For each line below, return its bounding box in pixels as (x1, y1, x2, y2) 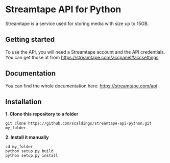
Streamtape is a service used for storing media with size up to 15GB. (5, 20, 149, 27)
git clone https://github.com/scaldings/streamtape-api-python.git (5, 121, 152, 126)
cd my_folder (5, 144, 33, 149)
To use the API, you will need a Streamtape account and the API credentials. (5, 49, 165, 55)
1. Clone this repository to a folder (5, 111, 79, 117)
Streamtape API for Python (5, 4, 122, 15)
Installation (5, 97, 42, 106)
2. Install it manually (5, 134, 49, 141)
